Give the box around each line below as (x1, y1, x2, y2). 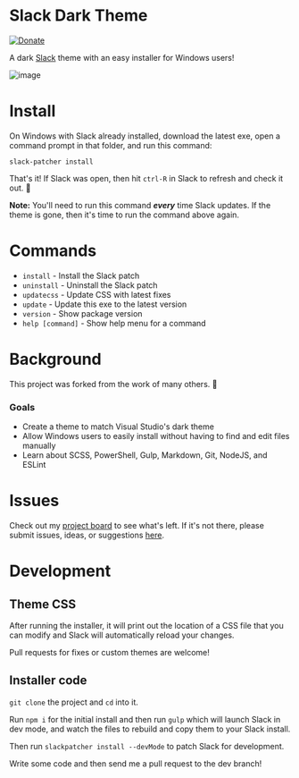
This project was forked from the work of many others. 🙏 (9, 378, 218, 389)
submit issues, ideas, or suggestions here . (9, 529, 165, 540)
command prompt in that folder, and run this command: (9, 140, 212, 150)
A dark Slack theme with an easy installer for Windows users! (9, 52, 235, 63)
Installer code (9, 672, 87, 689)
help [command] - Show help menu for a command (21, 317, 207, 328)
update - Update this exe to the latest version (21, 299, 187, 309)
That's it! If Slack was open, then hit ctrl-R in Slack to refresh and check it (9, 173, 284, 183)
